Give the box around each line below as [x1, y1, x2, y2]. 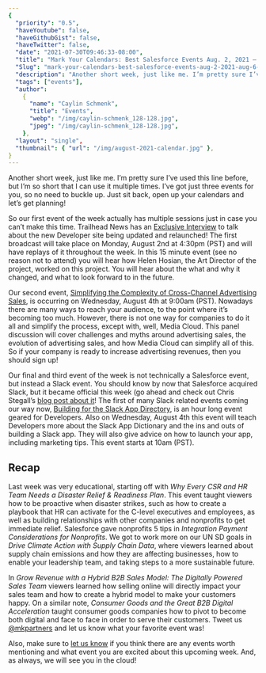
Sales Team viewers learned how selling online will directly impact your [8, 581, 241, 591]
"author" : [15, 85, 47, 93]
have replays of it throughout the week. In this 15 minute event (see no [8, 247, 237, 257]
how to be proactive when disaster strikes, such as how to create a [8, 499, 227, 508]
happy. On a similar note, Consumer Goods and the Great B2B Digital [8, 599, 234, 608]
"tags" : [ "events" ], [15, 78, 83, 86]
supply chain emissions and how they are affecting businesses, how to [8, 549, 239, 559]
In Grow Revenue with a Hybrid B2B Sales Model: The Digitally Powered [8, 573, 243, 583]
